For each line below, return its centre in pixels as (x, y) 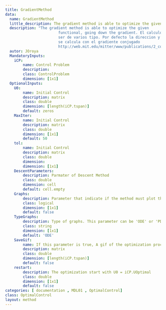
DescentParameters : (34, 171)
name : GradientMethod (32, 19)
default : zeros (39, 111)
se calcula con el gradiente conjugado (99, 42)
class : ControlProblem (46, 74)
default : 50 (35, 139)
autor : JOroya (24, 51)
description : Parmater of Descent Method (66, 176)
